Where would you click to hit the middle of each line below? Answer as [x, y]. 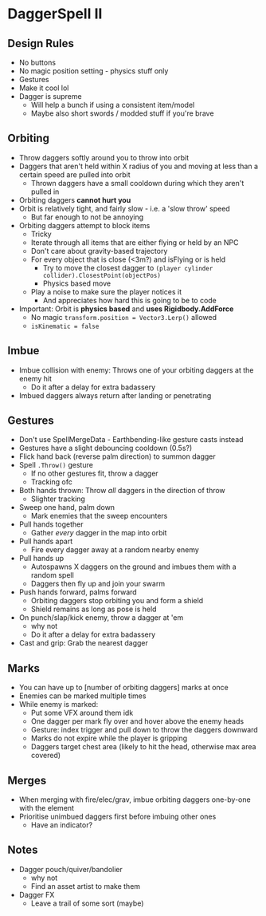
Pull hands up [41, 559]
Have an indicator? [62, 825]
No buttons [37, 62]
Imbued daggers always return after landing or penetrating [115, 395]
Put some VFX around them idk [82, 713]
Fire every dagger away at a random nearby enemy [115, 550]
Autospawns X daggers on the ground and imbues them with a [133, 567]
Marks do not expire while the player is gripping [109, 738]
